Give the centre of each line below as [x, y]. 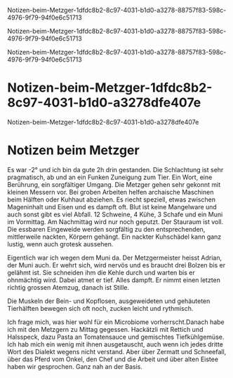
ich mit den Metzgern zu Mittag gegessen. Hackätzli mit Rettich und [105, 329]
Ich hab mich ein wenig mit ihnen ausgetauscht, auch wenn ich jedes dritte [115, 344]
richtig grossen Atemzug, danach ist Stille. [68, 287]
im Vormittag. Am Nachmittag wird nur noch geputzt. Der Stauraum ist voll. [115, 222]
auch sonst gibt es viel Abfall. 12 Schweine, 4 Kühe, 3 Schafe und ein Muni [115, 214]
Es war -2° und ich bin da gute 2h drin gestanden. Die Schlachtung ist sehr [115, 169]
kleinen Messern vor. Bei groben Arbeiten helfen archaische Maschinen [111, 192]
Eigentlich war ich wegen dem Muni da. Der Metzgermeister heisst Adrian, [115, 258]
